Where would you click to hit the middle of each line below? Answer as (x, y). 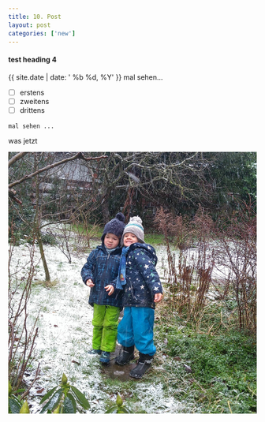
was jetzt (23, 140)
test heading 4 (32, 59)
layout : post (30, 25)
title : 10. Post (35, 17)
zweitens (34, 101)
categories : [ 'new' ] (42, 33)
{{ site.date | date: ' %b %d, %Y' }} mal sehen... (86, 77)
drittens (32, 110)
